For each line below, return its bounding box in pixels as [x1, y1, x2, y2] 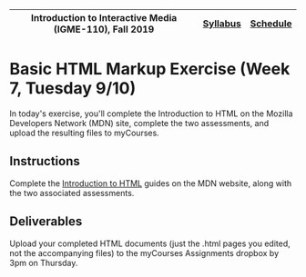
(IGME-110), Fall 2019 [53, 23, 155, 35]
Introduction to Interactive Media [30, 12, 178, 24]
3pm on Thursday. [9, 257, 78, 268]
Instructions [9, 153, 80, 169]
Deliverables [9, 213, 83, 230]
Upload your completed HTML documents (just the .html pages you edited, [9, 238, 291, 249]
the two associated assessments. [9, 187, 135, 198]
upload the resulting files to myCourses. [9, 127, 159, 138]
